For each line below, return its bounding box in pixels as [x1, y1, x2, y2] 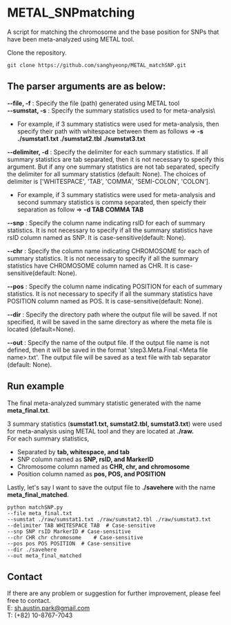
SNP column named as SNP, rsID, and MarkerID [17, 455, 154, 463]
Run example [7, 380, 64, 392]
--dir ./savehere [7, 546, 57, 553]
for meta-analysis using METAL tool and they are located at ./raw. [7, 427, 194, 435]
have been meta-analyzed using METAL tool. [7, 35, 134, 43]
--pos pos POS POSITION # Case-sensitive [7, 540, 131, 547]
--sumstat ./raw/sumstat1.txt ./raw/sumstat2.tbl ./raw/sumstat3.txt [7, 516, 212, 523]
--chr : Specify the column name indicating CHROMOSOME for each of [7, 247, 210, 255]
